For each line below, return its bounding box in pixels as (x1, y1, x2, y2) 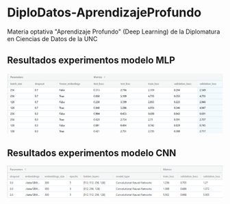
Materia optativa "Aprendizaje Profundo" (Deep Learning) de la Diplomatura (7, 27, 220, 36)
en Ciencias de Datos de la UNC (7, 34, 98, 42)
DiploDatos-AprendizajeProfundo (7, 5, 202, 21)
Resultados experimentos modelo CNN (7, 147, 177, 159)
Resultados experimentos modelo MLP (7, 55, 176, 66)
